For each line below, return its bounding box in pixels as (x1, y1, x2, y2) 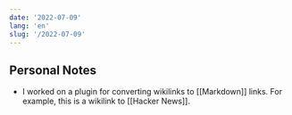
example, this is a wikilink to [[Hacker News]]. (21, 95, 190, 107)
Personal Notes (9, 62, 96, 78)
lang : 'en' (9, 21, 50, 30)
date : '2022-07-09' (9, 12, 82, 22)
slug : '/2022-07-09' (9, 29, 87, 38)
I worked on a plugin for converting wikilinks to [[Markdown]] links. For (21, 86, 283, 97)
